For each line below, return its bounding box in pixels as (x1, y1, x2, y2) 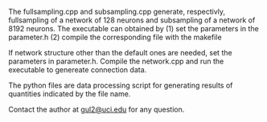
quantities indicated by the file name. (8, 89, 131, 99)
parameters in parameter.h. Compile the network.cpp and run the (8, 56, 224, 66)
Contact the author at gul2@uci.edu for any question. (8, 104, 185, 114)
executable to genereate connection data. (8, 65, 147, 75)
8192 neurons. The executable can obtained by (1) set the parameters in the (8, 24, 259, 33)
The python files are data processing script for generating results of (8, 80, 233, 90)
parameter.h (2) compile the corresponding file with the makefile (8, 32, 223, 42)
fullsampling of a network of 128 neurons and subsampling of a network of (8, 15, 256, 25)
